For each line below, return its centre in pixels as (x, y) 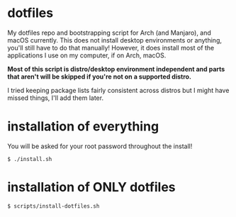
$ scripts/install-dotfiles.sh (54, 206)
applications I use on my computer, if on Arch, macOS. (87, 55)
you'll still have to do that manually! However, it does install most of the (111, 48)
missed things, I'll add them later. (56, 98)
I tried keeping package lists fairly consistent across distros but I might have (118, 90)
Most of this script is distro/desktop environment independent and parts (116, 69)
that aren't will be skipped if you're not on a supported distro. (100, 77)
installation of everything (83, 127)
